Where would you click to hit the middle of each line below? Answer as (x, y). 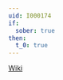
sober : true (35, 30)
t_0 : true (31, 46)
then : (17, 38)
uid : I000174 (30, 16)
